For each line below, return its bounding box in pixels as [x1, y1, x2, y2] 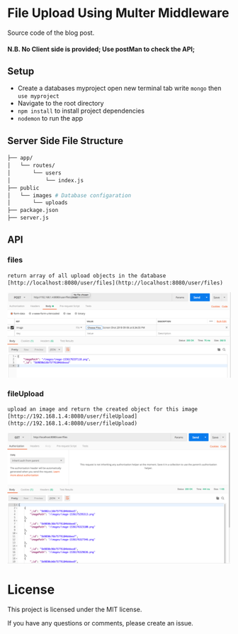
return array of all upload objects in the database [7, 272, 166, 279]
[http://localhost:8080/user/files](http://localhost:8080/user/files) [7, 279, 223, 287]
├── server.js [7, 214, 50, 221]
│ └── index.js [7, 177, 84, 184]
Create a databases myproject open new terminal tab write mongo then [17, 84, 222, 93]
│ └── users [7, 169, 62, 177]
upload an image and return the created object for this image [7, 406, 198, 413]
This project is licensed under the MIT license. [7, 605, 142, 613]
